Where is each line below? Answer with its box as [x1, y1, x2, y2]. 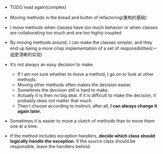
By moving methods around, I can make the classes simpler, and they [9, 39, 153, 45]
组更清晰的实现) [9, 52, 42, 57]
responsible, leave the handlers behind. [9, 144, 91, 149]
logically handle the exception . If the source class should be [9, 138, 136, 144]
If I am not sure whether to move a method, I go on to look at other [17, 71, 154, 77]
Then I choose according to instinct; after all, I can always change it [17, 103, 158, 109]
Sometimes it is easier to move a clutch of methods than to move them [9, 118, 155, 124]
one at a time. [9, 123, 38, 129]
